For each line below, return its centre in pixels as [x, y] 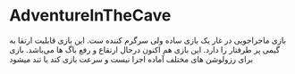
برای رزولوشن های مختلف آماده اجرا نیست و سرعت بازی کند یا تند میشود [131, 59]
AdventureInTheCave [90, 16]
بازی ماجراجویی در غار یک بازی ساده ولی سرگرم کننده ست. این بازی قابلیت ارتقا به [148, 40]
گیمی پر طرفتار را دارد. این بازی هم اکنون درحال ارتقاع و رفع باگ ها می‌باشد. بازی [144, 49]
